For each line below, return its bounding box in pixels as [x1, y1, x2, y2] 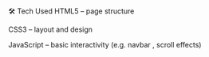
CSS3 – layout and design [8, 25, 93, 34]
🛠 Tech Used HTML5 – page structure [8, 6, 135, 16]
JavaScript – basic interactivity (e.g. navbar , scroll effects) [8, 40, 202, 49]
